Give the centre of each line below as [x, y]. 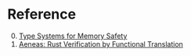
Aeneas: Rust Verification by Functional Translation [101, 44]
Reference [41, 14]
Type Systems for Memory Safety [73, 36]
